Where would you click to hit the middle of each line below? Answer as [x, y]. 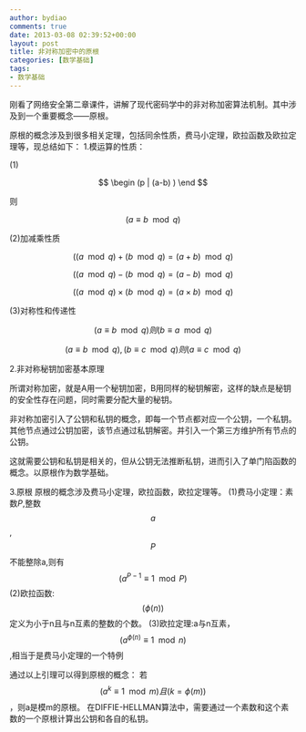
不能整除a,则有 [37, 562]
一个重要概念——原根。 [69, 116]
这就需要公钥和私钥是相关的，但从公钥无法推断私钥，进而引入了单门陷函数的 [153, 460]
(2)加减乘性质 [35, 238]
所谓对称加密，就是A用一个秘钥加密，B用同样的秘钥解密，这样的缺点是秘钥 [150, 387]
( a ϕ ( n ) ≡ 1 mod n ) [153, 639]
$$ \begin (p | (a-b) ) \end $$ [153, 182]
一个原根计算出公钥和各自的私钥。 [89, 718]
